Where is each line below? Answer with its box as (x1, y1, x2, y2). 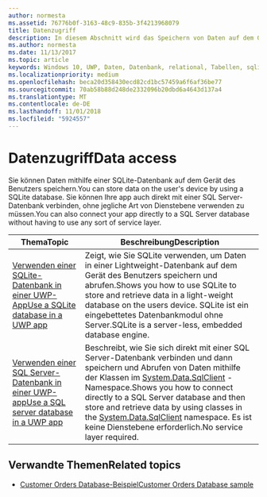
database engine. (84, 329, 149, 340)
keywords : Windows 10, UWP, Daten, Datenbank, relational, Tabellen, (8, 64, 244, 71)
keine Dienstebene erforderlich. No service (84, 422, 244, 433)
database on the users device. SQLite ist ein (84, 299, 249, 310)
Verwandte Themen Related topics (8, 458, 181, 472)
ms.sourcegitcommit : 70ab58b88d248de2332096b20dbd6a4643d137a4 (8, 85, 222, 94)
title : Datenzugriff (8, 26, 77, 34)
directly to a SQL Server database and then (84, 391, 246, 403)
